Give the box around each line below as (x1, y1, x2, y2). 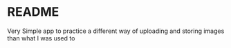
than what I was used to (7, 34, 75, 42)
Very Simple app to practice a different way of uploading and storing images (7, 27, 225, 35)
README (7, 4, 59, 20)
